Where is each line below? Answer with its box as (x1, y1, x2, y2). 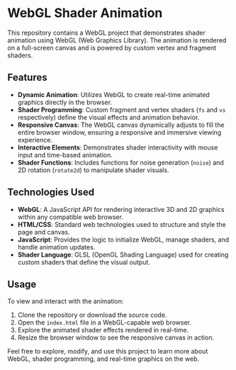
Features (7, 72, 47, 84)
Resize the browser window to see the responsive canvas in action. (17, 333, 215, 342)
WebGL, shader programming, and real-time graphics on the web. (7, 354, 200, 363)
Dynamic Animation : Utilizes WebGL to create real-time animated (17, 90, 210, 99)
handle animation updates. (17, 242, 96, 251)
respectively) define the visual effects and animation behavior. (17, 113, 200, 121)
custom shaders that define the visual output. (17, 257, 151, 267)
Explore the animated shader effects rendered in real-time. (17, 326, 189, 335)
